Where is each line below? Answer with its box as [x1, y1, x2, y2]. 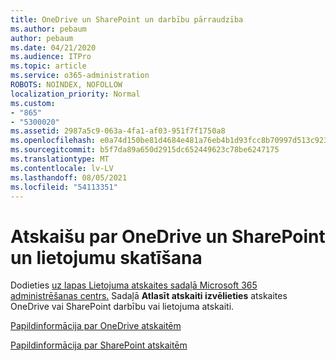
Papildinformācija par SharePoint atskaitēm [10, 339, 188, 351]
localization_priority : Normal [10, 89, 141, 99]
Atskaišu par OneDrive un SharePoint [10, 225, 326, 248]
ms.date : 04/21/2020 [10, 42, 97, 53]
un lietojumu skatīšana [10, 246, 203, 269]
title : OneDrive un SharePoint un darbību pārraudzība [10, 14, 244, 25]
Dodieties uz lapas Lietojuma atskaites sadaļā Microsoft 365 [10, 279, 258, 291]
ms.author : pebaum [10, 24, 87, 34]
